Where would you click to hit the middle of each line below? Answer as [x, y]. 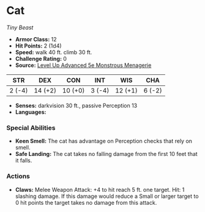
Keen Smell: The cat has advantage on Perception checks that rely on [104, 141]
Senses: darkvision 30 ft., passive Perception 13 [76, 105]
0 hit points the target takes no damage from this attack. [86, 202]
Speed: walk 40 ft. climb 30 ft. [54, 52]
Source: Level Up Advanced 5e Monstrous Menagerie [83, 65]
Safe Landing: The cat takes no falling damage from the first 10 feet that [106, 154]
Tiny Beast [20, 27]
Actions [18, 176]
